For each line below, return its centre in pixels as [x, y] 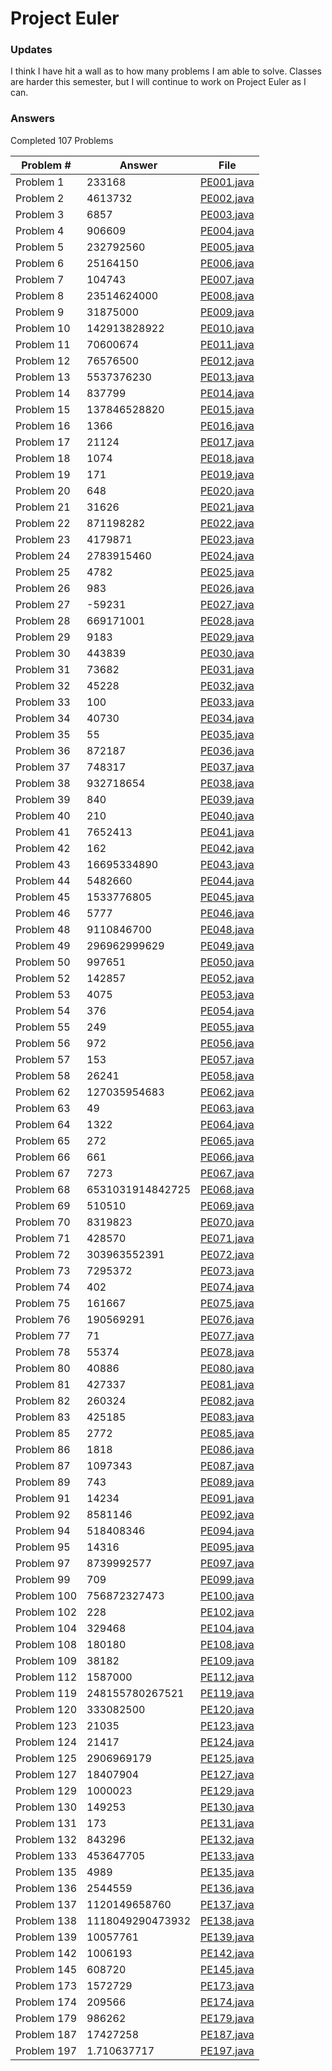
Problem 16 [43, 425]
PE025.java [227, 572]
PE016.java [227, 425]
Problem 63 [43, 1108]
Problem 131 [46, 1823]
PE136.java [227, 1888]
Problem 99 [43, 1579]
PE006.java [227, 263]
